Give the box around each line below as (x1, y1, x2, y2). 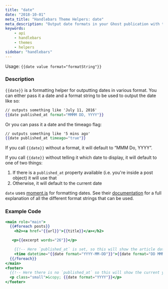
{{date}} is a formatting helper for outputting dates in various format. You (5, 87, 157, 93)
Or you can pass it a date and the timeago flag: (5, 121, 102, 127)
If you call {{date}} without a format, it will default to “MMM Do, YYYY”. (5, 145, 152, 151)
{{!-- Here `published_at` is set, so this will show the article (14, 247, 155, 252)
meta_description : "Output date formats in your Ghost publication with (5, 21, 160, 27)
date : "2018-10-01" (5, 12, 46, 17)
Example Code (5, 208, 41, 215)
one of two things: (5, 160, 43, 166)
